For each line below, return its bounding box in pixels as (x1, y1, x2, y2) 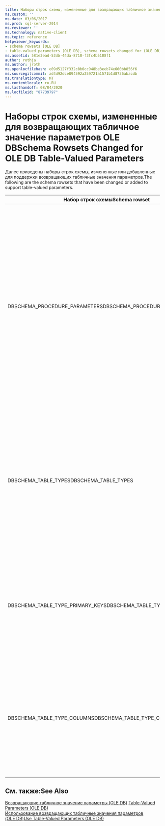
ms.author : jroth (5, 62, 41, 67)
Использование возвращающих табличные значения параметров (5, 810, 143, 816)
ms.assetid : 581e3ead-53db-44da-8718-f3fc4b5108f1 (5, 53, 111, 58)
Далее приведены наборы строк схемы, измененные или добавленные (5, 169, 156, 175)
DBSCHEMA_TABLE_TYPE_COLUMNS (7, 715, 95, 722)
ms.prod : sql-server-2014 (5, 21, 58, 26)
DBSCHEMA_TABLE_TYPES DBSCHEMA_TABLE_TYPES (7, 477, 134, 484)
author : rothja (5, 58, 36, 63)
